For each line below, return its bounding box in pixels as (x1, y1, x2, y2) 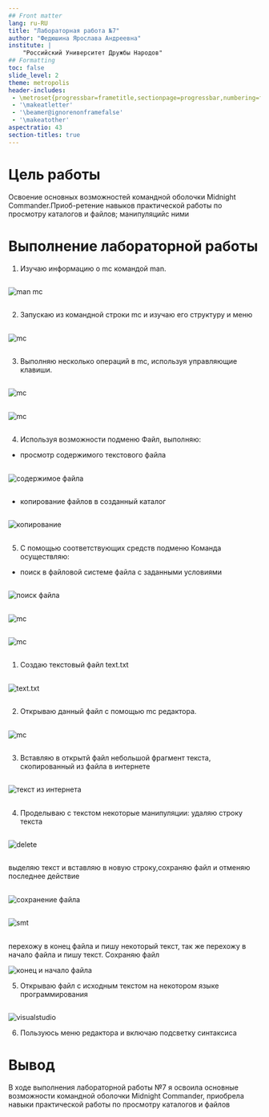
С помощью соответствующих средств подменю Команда (19, 542, 222, 553)
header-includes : (8, 86, 66, 95)
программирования (19, 989, 88, 998)
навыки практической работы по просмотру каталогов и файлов (8, 1099, 231, 1109)
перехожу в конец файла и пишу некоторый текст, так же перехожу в (8, 941, 247, 950)
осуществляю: (19, 551, 70, 561)
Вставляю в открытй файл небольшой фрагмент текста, (19, 752, 211, 762)
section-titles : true (8, 131, 81, 139)
